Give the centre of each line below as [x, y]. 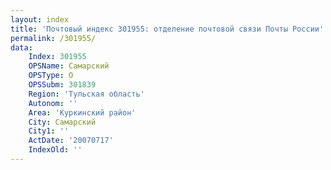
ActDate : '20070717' [71, 141]
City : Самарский [62, 122]
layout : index [40, 19]
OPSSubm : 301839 [62, 85]
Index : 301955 [57, 57]
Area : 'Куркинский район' [82, 112]
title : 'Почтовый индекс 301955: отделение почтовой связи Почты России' [167, 29]
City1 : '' [49, 131]
